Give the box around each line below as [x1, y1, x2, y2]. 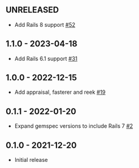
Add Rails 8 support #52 [14, 21, 75, 28]
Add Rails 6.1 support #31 [14, 55, 78, 62]
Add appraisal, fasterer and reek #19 [14, 88, 106, 96]
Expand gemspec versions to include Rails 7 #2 [14, 122, 134, 130]
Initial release [14, 156, 48, 164]
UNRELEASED [5, 5, 59, 15]
